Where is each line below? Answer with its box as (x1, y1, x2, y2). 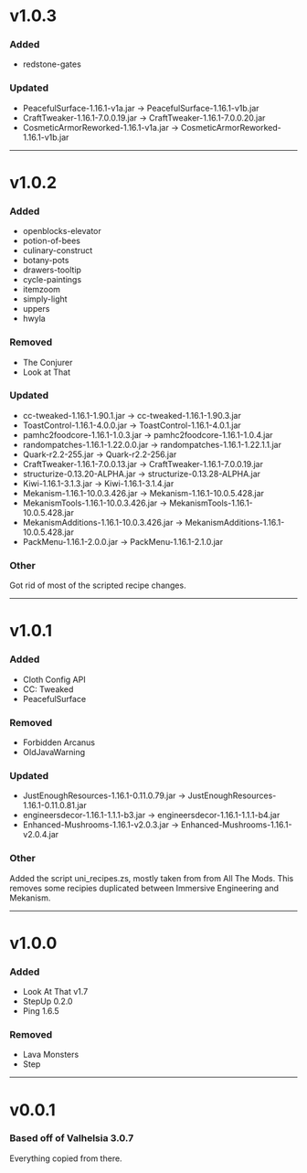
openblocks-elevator (22, 226, 102, 237)
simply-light (22, 293, 68, 304)
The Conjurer (22, 357, 73, 368)
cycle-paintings (22, 274, 82, 285)
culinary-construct (22, 245, 93, 256)
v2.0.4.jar (22, 829, 59, 840)
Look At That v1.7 (22, 986, 89, 997)
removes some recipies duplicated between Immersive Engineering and (9, 882, 280, 893)
